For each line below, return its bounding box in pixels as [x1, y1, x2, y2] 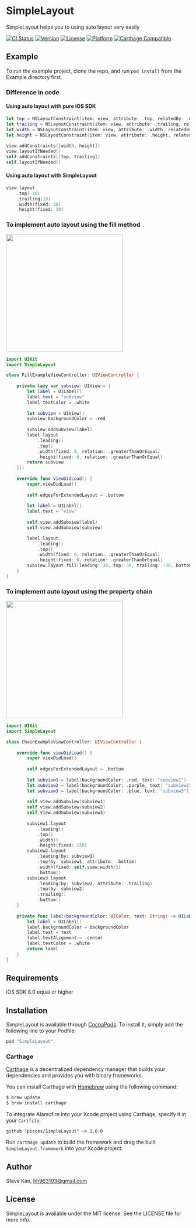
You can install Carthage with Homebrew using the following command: [6, 1083, 178, 1090]
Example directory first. [6, 73, 62, 80]
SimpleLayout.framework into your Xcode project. [6, 1145, 123, 1152]
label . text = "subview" [27, 394, 85, 400]
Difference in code [6, 88, 60, 96]
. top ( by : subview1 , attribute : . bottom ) [37, 859, 137, 865]
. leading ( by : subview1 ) [37, 854, 95, 859]
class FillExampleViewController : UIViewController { [6, 372, 140, 378]
